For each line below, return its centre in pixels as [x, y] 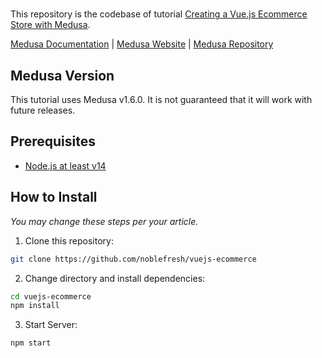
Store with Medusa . [50, 25]
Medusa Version [62, 75]
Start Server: [51, 325]
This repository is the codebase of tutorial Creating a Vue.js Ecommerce [159, 14]
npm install [35, 306]
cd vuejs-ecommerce [51, 296]
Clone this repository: [69, 240]
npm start [31, 343]
